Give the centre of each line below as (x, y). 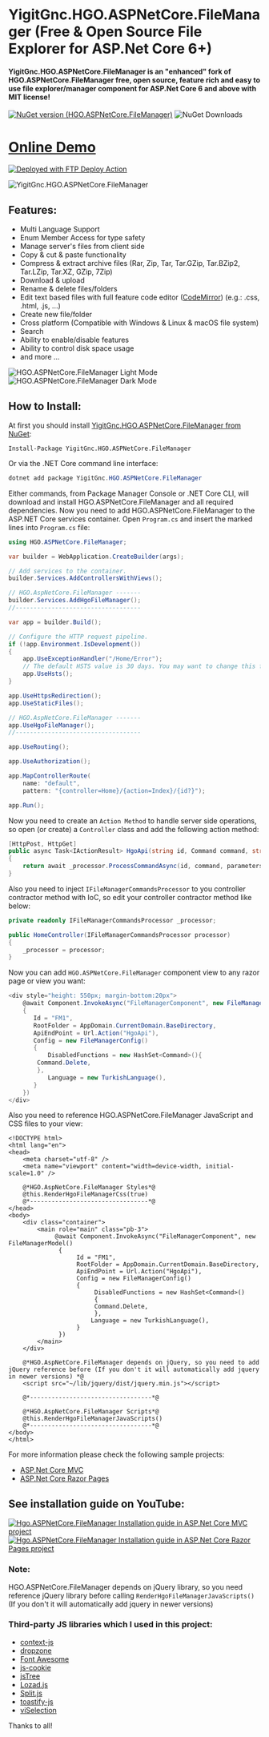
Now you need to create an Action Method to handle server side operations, (133, 820)
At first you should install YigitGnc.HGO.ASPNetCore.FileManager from (125, 425)
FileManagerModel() (41, 1244)
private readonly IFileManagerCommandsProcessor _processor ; (112, 920)
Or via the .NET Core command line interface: (83, 463)
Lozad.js (34, 1684)
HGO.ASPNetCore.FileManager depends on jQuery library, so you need (125, 1586)
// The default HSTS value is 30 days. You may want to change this (139, 666)
